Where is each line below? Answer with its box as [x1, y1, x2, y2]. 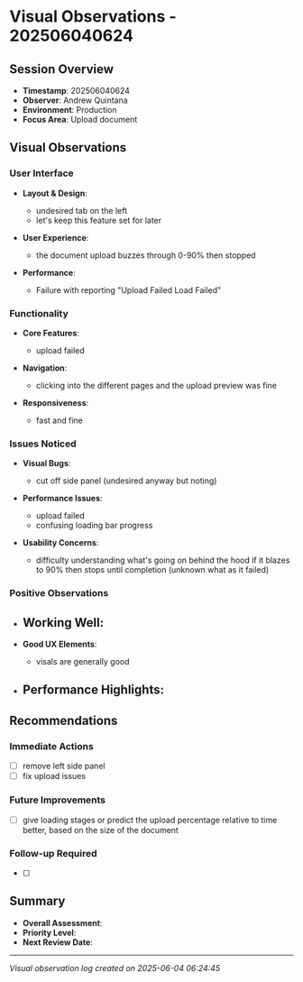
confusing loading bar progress [35, 520, 153, 531]
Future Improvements [9, 794, 106, 806]
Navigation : [22, 363, 68, 373]
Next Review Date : [22, 936, 93, 948]
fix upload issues [22, 771, 87, 782]
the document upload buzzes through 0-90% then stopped [35, 250, 256, 261]
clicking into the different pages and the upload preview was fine [35, 380, 278, 390]
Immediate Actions [9, 739, 95, 752]
